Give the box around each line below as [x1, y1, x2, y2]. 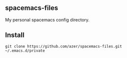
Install [5, 31, 25, 39]
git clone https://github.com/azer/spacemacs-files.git [5, 44, 122, 49]
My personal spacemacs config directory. [5, 17, 90, 22]
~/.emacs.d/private [5, 48, 45, 53]
